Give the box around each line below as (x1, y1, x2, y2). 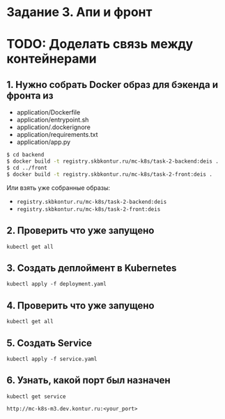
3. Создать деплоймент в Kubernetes (6, 262, 177, 274)
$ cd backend (6, 152, 45, 159)
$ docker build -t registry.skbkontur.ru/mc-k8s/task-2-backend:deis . (6, 158, 219, 165)
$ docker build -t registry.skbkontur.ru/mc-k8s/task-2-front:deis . (6, 170, 213, 178)
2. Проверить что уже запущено (6, 225, 155, 237)
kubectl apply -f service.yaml (6, 355, 98, 362)
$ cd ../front (6, 164, 48, 171)
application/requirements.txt (16, 131, 98, 139)
